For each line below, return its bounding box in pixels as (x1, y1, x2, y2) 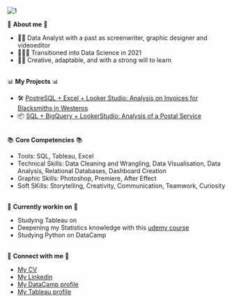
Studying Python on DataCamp (17, 231, 107, 239)
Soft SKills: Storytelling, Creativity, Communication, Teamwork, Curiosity (17, 182, 226, 190)
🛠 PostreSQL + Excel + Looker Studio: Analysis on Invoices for (17, 94, 199, 102)
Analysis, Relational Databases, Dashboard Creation (17, 167, 167, 175)
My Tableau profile (17, 288, 72, 296)
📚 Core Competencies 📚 (7, 136, 83, 144)
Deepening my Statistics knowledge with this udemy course (17, 223, 190, 232)
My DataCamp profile (17, 280, 79, 288)
